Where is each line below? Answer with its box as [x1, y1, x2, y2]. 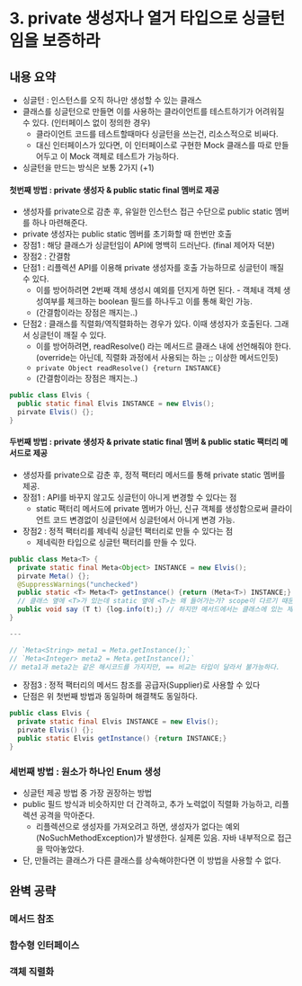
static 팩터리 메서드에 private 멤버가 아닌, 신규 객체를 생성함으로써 [35, 502, 269, 513]
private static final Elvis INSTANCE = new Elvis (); [17, 717, 219, 726]
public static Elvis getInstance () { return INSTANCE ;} [17, 734, 227, 743]
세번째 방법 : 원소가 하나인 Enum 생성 [9, 765, 162, 777]
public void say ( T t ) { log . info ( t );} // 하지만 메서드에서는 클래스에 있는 [17, 605, 283, 614]
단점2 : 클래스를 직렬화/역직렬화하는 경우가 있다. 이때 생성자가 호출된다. [22, 318, 272, 329]
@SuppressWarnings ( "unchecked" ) [17, 580, 139, 589]
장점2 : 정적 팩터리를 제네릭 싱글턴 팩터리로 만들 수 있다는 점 [22, 525, 234, 536]
